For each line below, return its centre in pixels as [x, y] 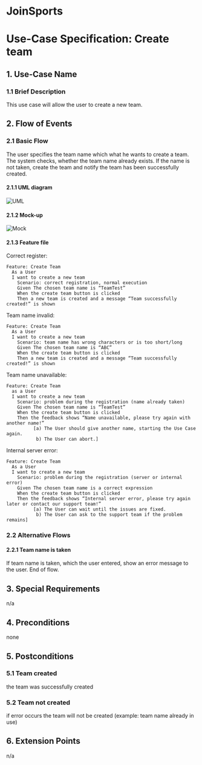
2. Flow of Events [39, 124]
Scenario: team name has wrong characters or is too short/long [100, 342]
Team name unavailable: [37, 375]
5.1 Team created [32, 673]
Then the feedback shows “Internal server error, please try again [104, 499]
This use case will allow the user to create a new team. [74, 105]
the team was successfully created [50, 687]
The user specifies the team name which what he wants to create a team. [98, 154]
